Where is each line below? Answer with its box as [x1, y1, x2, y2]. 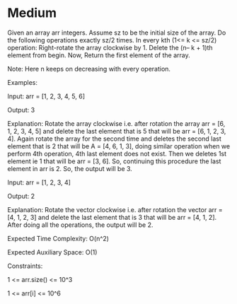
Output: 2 [7, 192, 35, 200]
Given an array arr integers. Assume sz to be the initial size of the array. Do [7, 28, 226, 37]
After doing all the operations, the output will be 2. [7, 221, 154, 229]
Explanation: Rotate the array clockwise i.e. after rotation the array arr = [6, [7, 119, 226, 128]
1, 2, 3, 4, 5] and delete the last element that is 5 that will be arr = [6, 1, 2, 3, [7, 127, 226, 135]
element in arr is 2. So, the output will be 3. [7, 164, 132, 173]
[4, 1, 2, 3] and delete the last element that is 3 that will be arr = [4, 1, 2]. [7, 213, 217, 221]
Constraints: [7, 262, 43, 270]
